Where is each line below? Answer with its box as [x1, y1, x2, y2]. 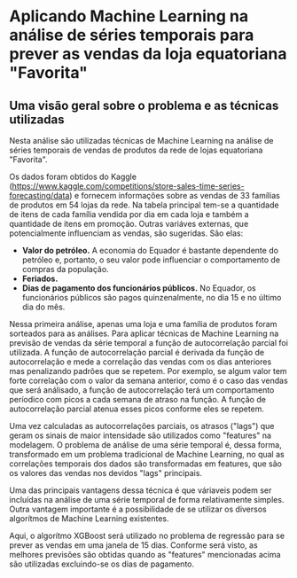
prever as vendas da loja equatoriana [9, 44, 287, 64]
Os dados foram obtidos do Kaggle [9, 171, 137, 182]
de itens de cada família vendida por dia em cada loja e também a [9, 209, 250, 219]
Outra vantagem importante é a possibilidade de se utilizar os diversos [9, 504, 268, 514]
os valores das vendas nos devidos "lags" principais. [9, 468, 202, 478]
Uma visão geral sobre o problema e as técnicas [9, 98, 279, 113]
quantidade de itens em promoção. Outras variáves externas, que [9, 219, 249, 229]
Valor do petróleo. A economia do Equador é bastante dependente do [21, 246, 279, 255]
